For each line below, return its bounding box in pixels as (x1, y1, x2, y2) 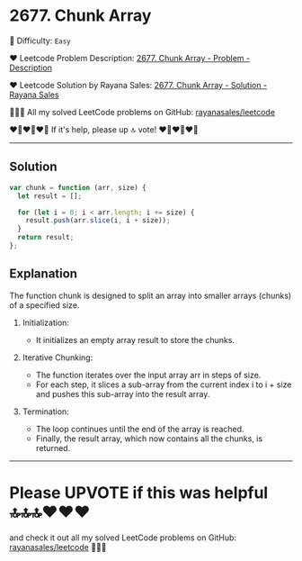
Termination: (22, 406, 69, 417)
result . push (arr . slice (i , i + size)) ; (25, 216, 171, 225)
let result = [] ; (17, 191, 83, 201)
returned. (35, 442, 71, 453)
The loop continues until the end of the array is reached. (35, 423, 244, 434)
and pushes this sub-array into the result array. (35, 388, 210, 399)
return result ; (17, 233, 75, 242)
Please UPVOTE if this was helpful (9, 483, 269, 502)
